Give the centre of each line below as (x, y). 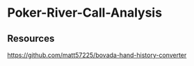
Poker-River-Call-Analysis (84, 13)
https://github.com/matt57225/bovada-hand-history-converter (97, 55)
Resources (31, 39)
